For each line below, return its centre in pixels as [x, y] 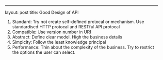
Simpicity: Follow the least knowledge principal [59, 42]
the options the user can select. [44, 52]
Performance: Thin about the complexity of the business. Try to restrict [83, 47]
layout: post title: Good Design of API [42, 12]
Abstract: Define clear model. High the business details [67, 37]
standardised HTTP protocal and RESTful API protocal [66, 27]
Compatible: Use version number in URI [51, 32]
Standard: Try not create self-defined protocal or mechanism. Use [78, 22]
